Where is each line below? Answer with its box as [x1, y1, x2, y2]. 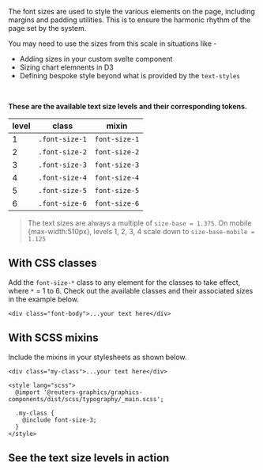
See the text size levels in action [8, 451, 170, 465]
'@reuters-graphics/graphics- [43, 388, 144, 396]
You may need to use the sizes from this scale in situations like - [8, 39, 217, 48]
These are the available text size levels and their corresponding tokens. [8, 102, 247, 111]
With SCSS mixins [8, 332, 99, 345]
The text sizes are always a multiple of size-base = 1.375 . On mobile [27, 218, 252, 228]
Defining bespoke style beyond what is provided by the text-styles [19, 71, 241, 80]
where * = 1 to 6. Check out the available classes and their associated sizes [8, 286, 254, 295]
